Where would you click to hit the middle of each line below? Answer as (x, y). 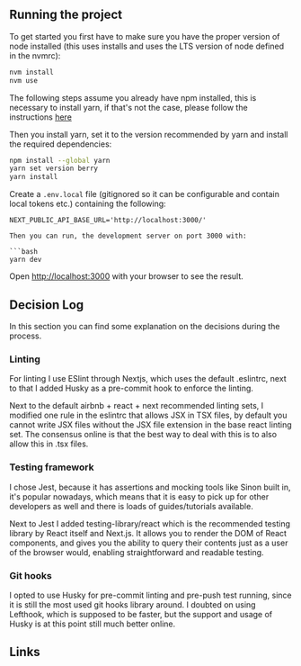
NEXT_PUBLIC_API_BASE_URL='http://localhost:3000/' (108, 220)
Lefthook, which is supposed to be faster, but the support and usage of (141, 614)
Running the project (66, 15)
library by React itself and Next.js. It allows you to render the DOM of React (148, 533)
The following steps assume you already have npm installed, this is (133, 97)
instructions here (40, 117)
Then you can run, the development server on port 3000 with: (128, 236)
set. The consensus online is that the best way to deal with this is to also (143, 435)
